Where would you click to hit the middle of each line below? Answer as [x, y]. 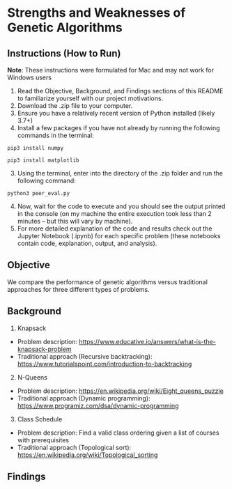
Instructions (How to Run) [64, 53]
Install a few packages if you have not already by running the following [119, 128]
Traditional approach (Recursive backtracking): [85, 356]
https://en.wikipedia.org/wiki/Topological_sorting [87, 455]
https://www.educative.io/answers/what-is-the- [147, 341]
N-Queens [32, 377]
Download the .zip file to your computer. [75, 106]
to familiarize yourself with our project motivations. [90, 98]
